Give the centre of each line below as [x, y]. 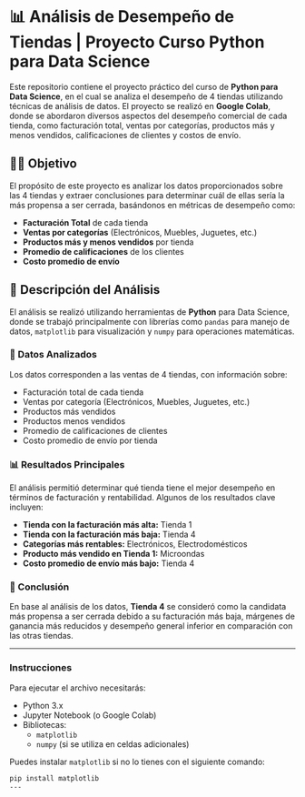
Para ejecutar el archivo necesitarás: [78, 688]
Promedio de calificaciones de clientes [95, 430]
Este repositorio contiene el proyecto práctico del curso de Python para [144, 86]
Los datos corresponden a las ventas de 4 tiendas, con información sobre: [148, 374]
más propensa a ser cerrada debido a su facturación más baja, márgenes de [152, 616]
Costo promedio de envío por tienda [90, 440]
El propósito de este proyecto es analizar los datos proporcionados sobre [146, 186]
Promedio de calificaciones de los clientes [103, 251]
